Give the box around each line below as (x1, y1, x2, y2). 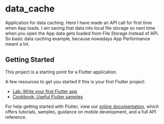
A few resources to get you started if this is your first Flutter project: (5, 78, 145, 84)
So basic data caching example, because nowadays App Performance (5, 36, 150, 42)
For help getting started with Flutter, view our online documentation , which (5, 103, 159, 109)
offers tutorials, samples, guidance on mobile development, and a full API (5, 108, 156, 114)
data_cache (5, 3, 55, 15)
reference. (5, 114, 27, 120)
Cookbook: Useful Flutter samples (12, 93, 83, 99)
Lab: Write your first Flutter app (12, 88, 78, 94)
